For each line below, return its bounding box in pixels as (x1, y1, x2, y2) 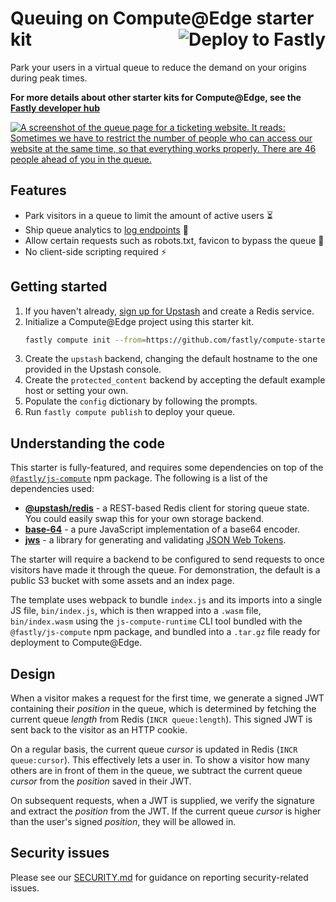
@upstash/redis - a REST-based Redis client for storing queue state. (24, 502, 310, 514)
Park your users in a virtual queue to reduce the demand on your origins (10, 61, 307, 73)
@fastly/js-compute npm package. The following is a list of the (10, 472, 268, 484)
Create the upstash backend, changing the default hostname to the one (24, 353, 318, 365)
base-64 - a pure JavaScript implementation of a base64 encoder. (24, 523, 301, 536)
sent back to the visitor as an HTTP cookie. (10, 724, 188, 736)
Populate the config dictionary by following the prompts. (24, 395, 258, 407)
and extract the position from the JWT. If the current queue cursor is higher (10, 805, 322, 817)
